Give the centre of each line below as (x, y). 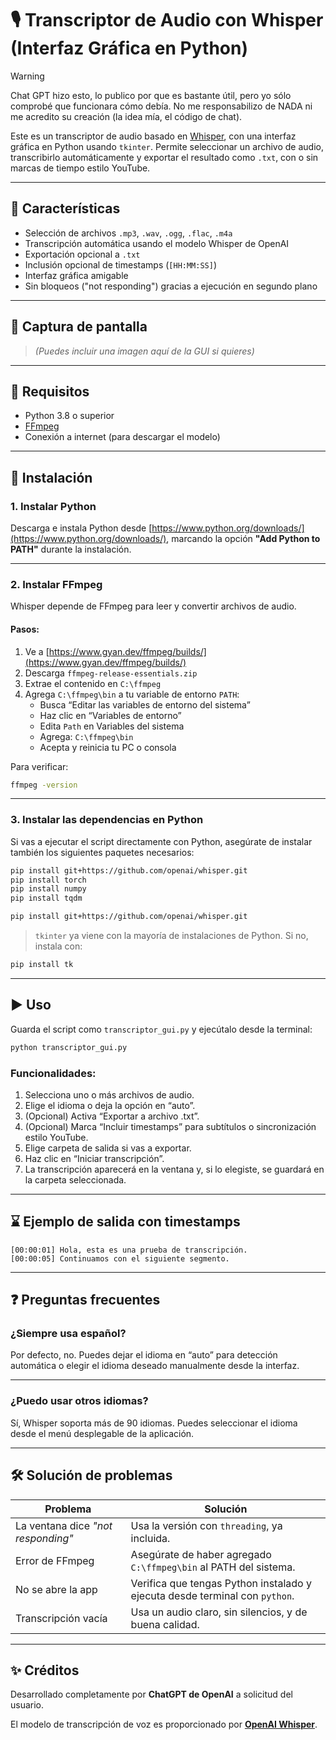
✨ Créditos (45, 1670)
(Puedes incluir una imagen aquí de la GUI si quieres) (144, 351)
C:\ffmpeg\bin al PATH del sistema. (213, 1567)
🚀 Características (65, 208)
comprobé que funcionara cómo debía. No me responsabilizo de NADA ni (161, 106)
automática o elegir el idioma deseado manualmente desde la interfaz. (155, 1366)
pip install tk (42, 965)
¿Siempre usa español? (68, 1334)
